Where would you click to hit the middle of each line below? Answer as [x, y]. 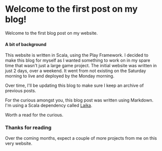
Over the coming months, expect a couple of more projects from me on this [81, 138]
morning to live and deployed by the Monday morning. [60, 76]
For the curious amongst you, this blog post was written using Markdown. [79, 100]
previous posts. [21, 91]
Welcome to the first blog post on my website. [51, 33]
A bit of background [26, 44]
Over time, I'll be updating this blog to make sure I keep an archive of [74, 86]
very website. [19, 144]
